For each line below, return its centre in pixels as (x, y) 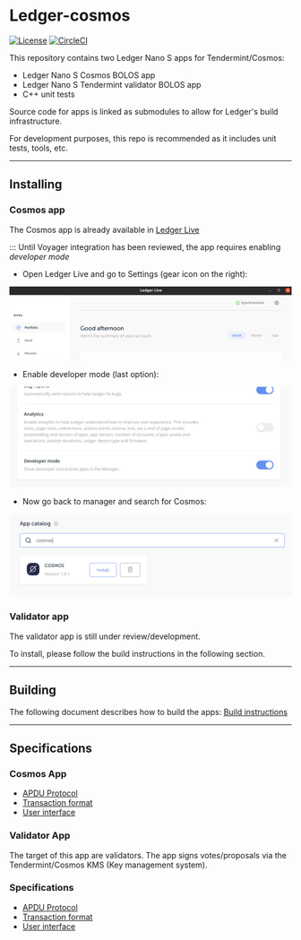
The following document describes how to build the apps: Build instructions (149, 711)
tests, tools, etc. (39, 148)
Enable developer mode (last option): (90, 374)
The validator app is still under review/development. (105, 636)
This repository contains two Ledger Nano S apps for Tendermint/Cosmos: (147, 57)
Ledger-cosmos (70, 16)
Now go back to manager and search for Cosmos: (114, 502)
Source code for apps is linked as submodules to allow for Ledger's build (144, 111)
